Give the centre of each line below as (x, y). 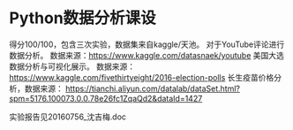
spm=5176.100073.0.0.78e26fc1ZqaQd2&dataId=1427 (106, 98)
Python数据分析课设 (83, 18)
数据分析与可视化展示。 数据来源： (72, 66)
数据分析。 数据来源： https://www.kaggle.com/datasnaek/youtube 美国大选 (146, 55)
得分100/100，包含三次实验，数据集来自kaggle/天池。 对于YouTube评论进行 (147, 44)
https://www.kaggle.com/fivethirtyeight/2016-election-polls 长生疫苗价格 (142, 77)
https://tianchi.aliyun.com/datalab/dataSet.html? (153, 88)
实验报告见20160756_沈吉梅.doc (68, 117)
